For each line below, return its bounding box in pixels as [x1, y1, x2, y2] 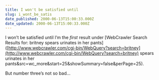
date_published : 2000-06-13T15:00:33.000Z [5, 16, 94, 21]
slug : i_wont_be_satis [5, 12, 52, 17]
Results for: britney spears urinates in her [5, 40, 90, 46]
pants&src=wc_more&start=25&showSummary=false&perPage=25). [5, 61, 145, 67]
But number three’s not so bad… [5, 70, 71, 77]
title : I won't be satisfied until [5, 7, 79, 12]
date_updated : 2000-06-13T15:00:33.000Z [5, 21, 90, 26]
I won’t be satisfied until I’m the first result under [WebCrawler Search [5, 35, 148, 40]
